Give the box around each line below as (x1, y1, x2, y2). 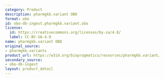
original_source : (5, 44, 41, 49)
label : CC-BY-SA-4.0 (9, 35, 51, 40)
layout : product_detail (5, 67, 54, 72)
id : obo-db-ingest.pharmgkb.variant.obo (5, 21, 89, 26)
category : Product (5, 7, 42, 12)
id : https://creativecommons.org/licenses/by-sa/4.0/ (9, 30, 121, 35)
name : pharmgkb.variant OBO (5, 39, 62, 44)
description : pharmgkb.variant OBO (5, 12, 78, 17)
